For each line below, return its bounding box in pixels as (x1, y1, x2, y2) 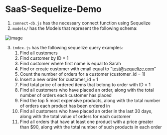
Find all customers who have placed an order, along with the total (19, 87, 154, 93)
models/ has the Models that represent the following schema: (12, 25, 138, 31)
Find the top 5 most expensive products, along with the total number (19, 97, 161, 103)
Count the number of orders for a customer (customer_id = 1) (19, 71, 146, 77)
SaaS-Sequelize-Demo (5, 3, 102, 15)
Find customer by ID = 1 (19, 55, 69, 61)
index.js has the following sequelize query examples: (12, 44, 123, 50)
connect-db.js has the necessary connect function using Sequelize (12, 20, 151, 26)
